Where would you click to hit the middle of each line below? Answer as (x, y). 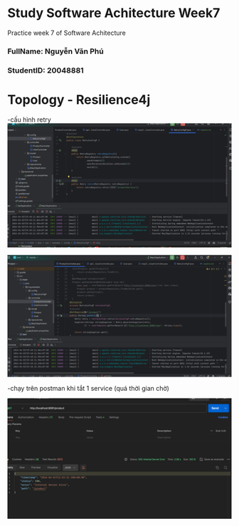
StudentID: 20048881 (46, 70)
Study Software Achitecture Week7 (114, 13)
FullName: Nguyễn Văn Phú (56, 51)
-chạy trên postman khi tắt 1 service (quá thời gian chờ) (88, 388)
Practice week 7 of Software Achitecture (67, 33)
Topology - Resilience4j (79, 99)
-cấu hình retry (29, 120)
